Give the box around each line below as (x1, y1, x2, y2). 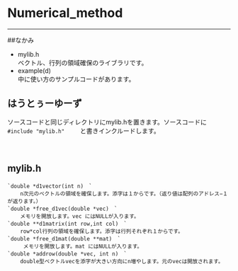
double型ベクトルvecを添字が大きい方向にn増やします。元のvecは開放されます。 (20, 258, 224, 265)
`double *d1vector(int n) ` (7, 183, 92, 190)
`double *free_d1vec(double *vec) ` (7, 205, 118, 212)
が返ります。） (7, 197, 42, 204)
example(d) (17, 66, 52, 75)
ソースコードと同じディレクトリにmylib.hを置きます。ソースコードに (7, 117, 207, 126)
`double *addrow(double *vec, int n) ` (7, 250, 127, 258)
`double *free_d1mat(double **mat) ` (7, 235, 121, 242)
